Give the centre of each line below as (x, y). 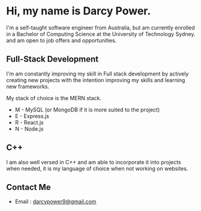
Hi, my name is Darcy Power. (79, 11)
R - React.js (29, 122)
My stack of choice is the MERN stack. (54, 98)
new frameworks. (28, 86)
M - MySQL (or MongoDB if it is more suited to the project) (87, 110)
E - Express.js (32, 116)
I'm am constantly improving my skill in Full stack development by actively (97, 74)
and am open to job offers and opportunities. (61, 40)
